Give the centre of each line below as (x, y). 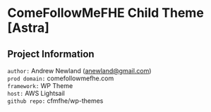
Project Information (51, 54)
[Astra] (28, 28)
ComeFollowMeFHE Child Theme (106, 13)
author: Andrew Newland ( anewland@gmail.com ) (79, 71)
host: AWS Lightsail (36, 93)
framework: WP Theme (40, 86)
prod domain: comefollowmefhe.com (61, 78)
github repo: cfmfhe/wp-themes (55, 101)
